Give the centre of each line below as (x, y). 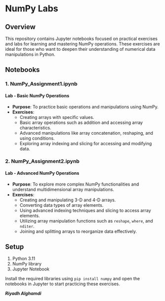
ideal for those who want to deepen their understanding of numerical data (80, 49)
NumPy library (27, 264)
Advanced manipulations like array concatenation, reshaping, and (86, 133)
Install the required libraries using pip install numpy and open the (73, 279)
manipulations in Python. (30, 54)
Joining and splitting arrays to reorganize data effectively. (78, 231)
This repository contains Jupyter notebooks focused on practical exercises (82, 38)
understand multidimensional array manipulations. (63, 189)
